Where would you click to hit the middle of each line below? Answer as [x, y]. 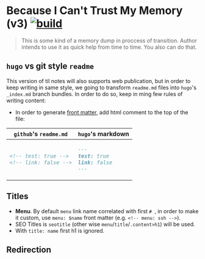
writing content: [26, 100]
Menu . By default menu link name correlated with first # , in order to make [107, 211]
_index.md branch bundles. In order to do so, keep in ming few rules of [95, 94]
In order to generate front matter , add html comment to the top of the [102, 112]
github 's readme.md [41, 134]
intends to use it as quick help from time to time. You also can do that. [109, 47]
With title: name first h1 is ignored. [60, 230]
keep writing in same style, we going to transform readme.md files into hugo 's [102, 87]
